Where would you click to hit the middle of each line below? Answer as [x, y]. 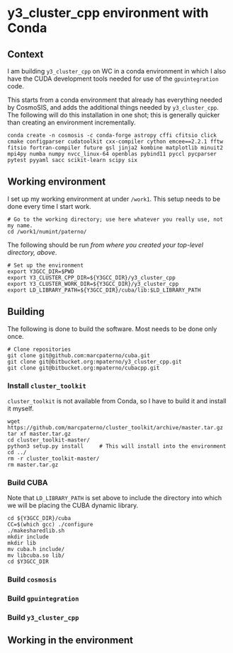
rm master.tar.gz [33, 465]
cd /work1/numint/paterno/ [47, 231]
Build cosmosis [32, 579]
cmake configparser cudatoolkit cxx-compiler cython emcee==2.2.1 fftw [115, 141]
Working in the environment [70, 641]
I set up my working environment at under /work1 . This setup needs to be [114, 199]
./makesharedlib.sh [36, 531]
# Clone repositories [39, 349]
